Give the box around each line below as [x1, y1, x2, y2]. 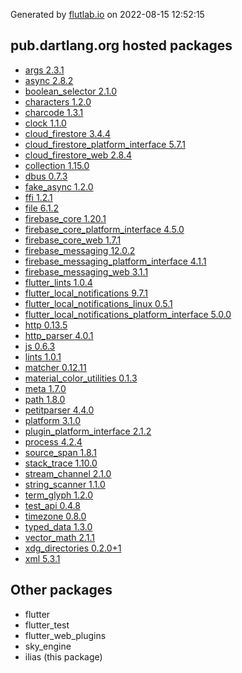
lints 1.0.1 [24, 350, 62, 363]
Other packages [10, 582, 113, 599]
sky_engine [24, 640, 72, 652]
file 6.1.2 [24, 202, 60, 214]
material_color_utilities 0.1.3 [24, 372, 138, 384]
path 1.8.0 [24, 393, 66, 405]
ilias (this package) [24, 650, 103, 663]
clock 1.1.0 [24, 117, 67, 129]
